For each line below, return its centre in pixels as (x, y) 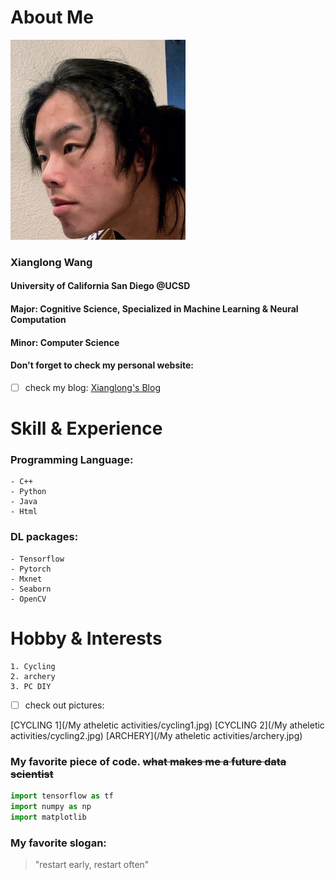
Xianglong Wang (51, 262)
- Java (24, 502)
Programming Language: (72, 460)
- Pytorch (31, 569)
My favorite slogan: (58, 843)
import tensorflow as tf (62, 796)
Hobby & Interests (86, 638)
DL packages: (44, 537)
